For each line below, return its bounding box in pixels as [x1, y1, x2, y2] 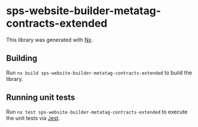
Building [6, 53, 37, 63]
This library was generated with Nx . [6, 36, 93, 43]
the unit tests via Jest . [6, 114, 60, 122]
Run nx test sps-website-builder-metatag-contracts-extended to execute [6, 108, 188, 115]
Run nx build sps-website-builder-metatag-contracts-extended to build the [6, 69, 193, 76]
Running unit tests [6, 93, 75, 103]
